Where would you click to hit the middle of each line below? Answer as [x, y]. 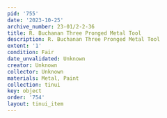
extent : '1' [24, 46]
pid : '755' [23, 14]
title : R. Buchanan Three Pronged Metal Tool [74, 33]
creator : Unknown [32, 65]
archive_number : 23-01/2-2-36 [51, 26]
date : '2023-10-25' [35, 20]
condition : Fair [31, 53]
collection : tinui [34, 85]
